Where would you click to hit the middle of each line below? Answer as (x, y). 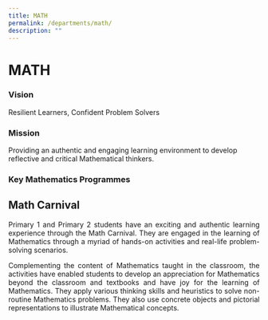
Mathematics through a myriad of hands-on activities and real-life (118, 241)
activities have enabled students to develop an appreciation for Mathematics (134, 274)
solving (20, 250)
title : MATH (28, 16)
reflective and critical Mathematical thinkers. (81, 159)
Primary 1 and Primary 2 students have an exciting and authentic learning (134, 224)
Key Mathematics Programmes (69, 180)
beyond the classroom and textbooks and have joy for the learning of (134, 282)
